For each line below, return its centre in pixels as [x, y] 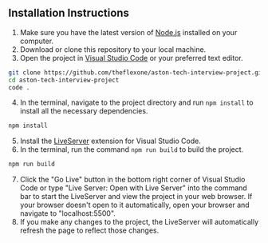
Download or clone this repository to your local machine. [113, 49]
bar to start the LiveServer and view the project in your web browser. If [136, 197]
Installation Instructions [69, 13]
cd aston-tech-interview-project [64, 80]
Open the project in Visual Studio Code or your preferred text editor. [131, 58]
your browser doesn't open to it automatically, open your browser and [134, 205]
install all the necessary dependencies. [84, 111]
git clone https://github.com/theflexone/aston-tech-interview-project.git [137, 72]
